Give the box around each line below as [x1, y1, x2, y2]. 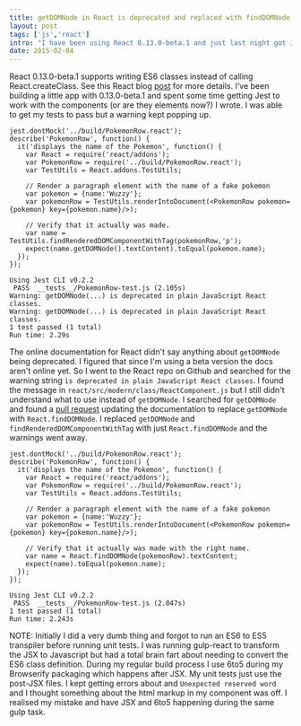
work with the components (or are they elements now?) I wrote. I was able [9, 100, 283, 110]
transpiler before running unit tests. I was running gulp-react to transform [9, 640, 280, 651]
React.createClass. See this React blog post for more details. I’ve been [9, 81, 270, 92]
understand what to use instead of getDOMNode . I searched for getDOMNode [9, 394, 277, 405]
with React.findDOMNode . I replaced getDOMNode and [9, 414, 195, 424]
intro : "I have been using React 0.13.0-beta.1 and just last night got [9, 38, 287, 48]
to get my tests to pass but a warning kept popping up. [9, 109, 211, 120]
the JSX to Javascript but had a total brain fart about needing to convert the [9, 650, 289, 660]
